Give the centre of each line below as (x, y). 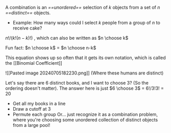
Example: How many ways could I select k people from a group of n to (87, 23)
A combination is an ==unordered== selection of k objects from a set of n (83, 7)
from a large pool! (31, 125)
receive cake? (27, 28)
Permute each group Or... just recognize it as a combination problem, (85, 114)
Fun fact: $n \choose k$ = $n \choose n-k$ (51, 48)
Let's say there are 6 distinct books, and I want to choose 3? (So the (77, 83)
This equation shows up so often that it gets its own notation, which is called (86, 58)
